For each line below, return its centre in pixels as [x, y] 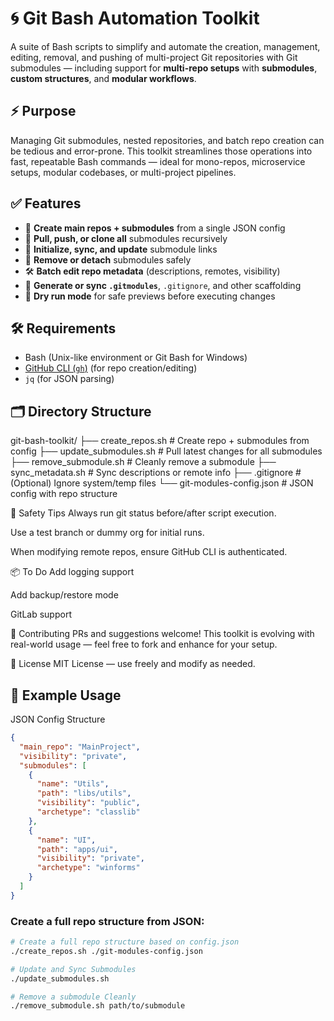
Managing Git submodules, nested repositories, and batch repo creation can [167, 140]
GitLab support [41, 614]
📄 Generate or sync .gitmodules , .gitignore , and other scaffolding [163, 285]
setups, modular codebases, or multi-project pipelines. [123, 172]
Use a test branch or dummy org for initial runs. [107, 533]
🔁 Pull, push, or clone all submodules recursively [126, 238]
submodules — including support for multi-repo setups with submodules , [164, 68]
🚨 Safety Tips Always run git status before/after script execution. [143, 513]
